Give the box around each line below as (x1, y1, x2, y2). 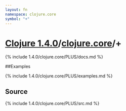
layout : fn (5, 7, 28, 12)
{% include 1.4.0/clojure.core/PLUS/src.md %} (5, 101, 100, 107)
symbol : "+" (5, 16, 30, 21)
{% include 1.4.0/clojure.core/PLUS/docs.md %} (5, 54, 104, 60)
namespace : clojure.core (5, 12, 56, 17)
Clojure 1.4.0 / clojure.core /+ (5, 37, 122, 49)
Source (5, 87, 28, 96)
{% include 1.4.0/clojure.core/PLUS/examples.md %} (5, 73, 113, 79)
